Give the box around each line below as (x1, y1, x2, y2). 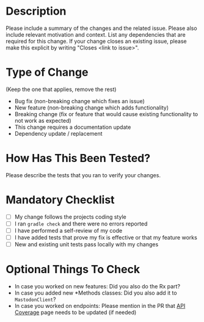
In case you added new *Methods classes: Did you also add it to (14, 289, 178, 296)
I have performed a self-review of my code (14, 227, 123, 234)
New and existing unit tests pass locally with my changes (14, 241, 159, 248)
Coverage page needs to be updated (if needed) (14, 309, 137, 316)
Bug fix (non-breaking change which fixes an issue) (14, 97, 145, 104)
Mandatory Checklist (5, 193, 115, 207)
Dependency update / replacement (14, 130, 103, 137)
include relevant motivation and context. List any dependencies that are (5, 31, 186, 38)
